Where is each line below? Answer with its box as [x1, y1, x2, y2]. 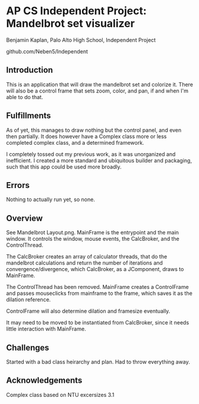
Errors [6, 180, 30, 190]
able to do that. [6, 93, 43, 100]
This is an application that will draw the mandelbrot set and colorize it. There [6, 81, 194, 88]
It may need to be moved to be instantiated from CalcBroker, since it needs [6, 319, 189, 326]
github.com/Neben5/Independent [6, 47, 88, 55]
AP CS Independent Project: [6, 4, 147, 18]
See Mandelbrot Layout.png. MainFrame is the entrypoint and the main [6, 229, 179, 236]
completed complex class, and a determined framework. [6, 139, 144, 146]
